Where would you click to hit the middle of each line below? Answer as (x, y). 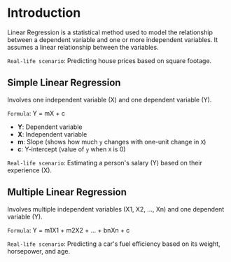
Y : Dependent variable (50, 127)
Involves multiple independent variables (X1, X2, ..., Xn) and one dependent (116, 209)
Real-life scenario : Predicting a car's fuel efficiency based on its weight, (114, 244)
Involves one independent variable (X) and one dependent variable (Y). (110, 99)
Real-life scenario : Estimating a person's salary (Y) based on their (105, 163)
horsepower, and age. (39, 251)
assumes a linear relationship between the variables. (83, 47)
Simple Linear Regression (64, 83)
